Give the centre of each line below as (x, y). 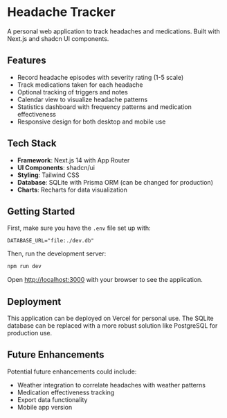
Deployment (34, 302)
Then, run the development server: (57, 253)
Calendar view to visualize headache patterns (82, 99)
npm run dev (24, 267)
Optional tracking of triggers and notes (72, 92)
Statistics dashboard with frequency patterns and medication (104, 107)
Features (27, 61)
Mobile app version (45, 407)
